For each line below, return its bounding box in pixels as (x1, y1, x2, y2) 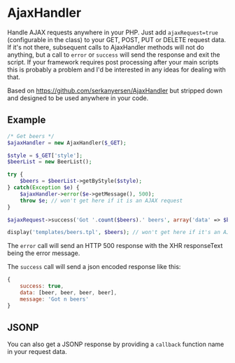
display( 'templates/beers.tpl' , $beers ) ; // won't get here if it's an (7, 229, 220, 236)
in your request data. (7, 348, 68, 356)
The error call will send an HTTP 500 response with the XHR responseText (7, 242, 223, 250)
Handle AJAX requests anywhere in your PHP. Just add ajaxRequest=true (7, 28, 218, 36)
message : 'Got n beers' (20, 296, 90, 303)
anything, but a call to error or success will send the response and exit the (7, 50, 220, 59)
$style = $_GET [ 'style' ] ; (7, 152, 83, 159)
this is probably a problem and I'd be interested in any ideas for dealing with (7, 65, 226, 74)
